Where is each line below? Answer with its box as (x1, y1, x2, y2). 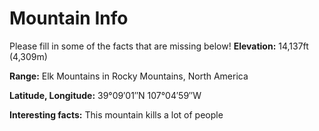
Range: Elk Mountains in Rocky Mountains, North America (9, 70, 249, 82)
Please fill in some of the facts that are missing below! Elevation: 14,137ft (9, 40, 309, 52)
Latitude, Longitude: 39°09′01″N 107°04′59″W (9, 89, 202, 101)
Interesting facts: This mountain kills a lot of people (9, 108, 224, 121)
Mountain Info (9, 7, 129, 30)
